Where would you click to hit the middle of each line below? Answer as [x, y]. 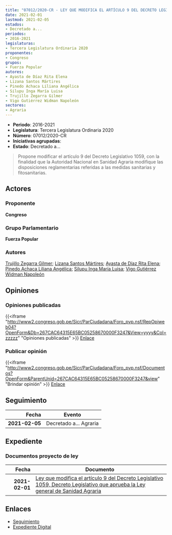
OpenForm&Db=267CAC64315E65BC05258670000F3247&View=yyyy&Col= [86, 332]
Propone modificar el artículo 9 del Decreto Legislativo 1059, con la [89, 156]
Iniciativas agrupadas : [37, 141]
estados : [15, 24]
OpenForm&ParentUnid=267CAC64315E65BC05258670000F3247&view [82, 379]
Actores [18, 189]
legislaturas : [20, 44]
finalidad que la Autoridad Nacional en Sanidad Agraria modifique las [91, 162]
